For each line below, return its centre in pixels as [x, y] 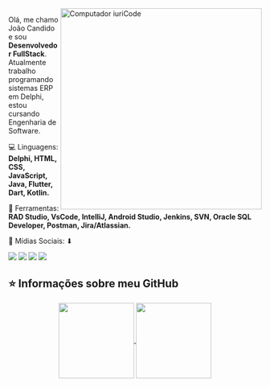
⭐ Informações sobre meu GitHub [94, 284]
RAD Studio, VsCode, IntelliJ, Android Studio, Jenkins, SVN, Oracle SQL [130, 217]
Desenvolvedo [33, 45]
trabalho [22, 71]
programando [31, 79]
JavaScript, [28, 175]
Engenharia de [33, 122]
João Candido [32, 28]
